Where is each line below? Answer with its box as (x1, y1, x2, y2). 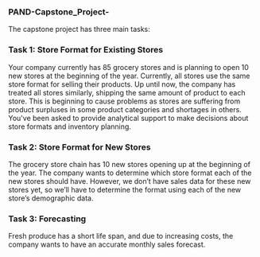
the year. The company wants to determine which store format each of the (8, 168, 252, 177)
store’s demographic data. (8, 193, 94, 203)
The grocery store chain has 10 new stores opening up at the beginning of (8, 159, 250, 169)
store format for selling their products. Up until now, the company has (8, 79, 236, 89)
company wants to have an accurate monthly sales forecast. (8, 239, 206, 249)
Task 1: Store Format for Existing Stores (8, 45, 164, 56)
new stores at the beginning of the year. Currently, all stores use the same (8, 71, 250, 80)
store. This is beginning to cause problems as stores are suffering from (8, 96, 241, 106)
